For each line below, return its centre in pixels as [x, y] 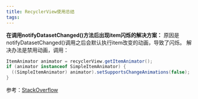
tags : [13, 17]
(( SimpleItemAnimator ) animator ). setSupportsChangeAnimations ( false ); [101, 72]
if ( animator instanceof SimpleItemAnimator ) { [66, 67]
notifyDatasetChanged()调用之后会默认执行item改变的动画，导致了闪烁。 [96, 42]
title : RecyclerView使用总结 [40, 12]
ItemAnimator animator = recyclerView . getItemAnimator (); [79, 61]
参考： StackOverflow [32, 90]
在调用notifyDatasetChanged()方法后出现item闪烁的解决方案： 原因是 [93, 35]
